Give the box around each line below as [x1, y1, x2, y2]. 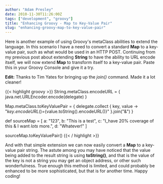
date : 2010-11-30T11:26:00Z [5, 12, 62, 17]
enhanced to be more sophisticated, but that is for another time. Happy [5, 168, 148, 174]
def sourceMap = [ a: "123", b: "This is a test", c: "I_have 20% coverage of [5, 118, 154, 124]
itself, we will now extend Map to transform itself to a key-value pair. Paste [5, 60, 155, 65]
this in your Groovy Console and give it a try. [5, 64, 94, 71]
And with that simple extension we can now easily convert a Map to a [5, 142, 145, 148]
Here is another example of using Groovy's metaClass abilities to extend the [5, 39, 158, 44]
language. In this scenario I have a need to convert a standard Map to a [5, 44, 149, 50]
